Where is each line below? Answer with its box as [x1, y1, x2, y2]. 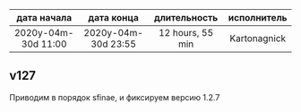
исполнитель [228, 12, 288, 23]
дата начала [16, 12, 73, 23]
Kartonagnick [229, 32, 287, 44]
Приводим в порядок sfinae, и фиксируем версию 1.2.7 [9, 91, 220, 102]
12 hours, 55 [158, 27, 214, 39]
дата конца [88, 12, 139, 23]
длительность [153, 12, 219, 23]
